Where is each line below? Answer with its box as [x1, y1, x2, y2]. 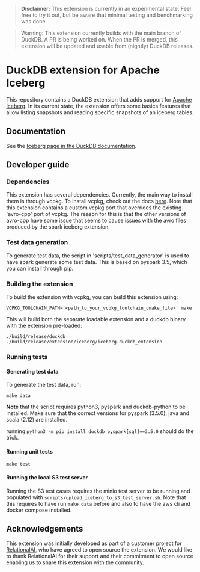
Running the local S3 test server [6, 473, 88, 481]
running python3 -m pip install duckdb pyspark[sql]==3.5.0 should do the [6, 428, 194, 435]
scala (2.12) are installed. [6, 416, 68, 423]
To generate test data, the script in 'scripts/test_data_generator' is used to [6, 252, 189, 259]
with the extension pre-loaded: [6, 322, 82, 330]
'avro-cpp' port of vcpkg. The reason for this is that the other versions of [6, 211, 186, 218]
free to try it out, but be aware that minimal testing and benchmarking [20, 11, 193, 19]
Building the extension [6, 280, 73, 288]
